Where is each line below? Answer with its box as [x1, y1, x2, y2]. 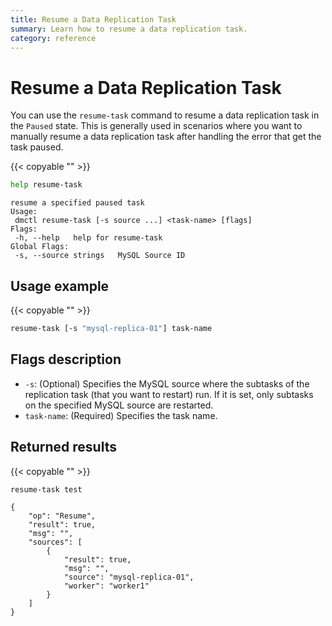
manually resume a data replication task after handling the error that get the [10, 131, 322, 143]
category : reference [10, 33, 97, 43]
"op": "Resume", [28, 511, 97, 521]
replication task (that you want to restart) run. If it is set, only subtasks [24, 388, 314, 400]
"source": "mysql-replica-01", [63, 572, 195, 583]
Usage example [10, 277, 110, 295]
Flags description [10, 351, 122, 368]
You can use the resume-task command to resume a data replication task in [10, 109, 320, 121]
